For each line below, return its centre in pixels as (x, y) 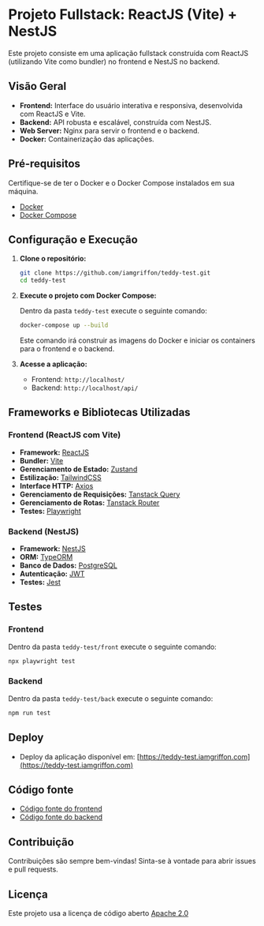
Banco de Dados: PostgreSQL (69, 565)
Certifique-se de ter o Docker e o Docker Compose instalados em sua (121, 182)
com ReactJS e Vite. (52, 114)
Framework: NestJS (52, 548)
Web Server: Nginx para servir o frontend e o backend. (109, 130)
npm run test (30, 713)
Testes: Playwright (50, 511)
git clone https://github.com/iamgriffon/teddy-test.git (115, 273)
